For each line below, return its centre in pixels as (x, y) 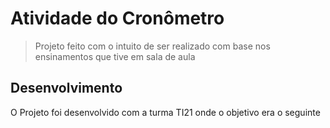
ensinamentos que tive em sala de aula (115, 56)
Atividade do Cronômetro (117, 18)
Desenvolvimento (66, 88)
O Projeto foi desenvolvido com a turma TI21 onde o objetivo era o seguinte (165, 112)
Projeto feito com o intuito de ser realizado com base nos (152, 46)
